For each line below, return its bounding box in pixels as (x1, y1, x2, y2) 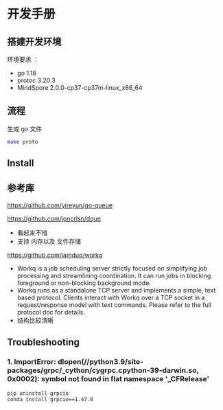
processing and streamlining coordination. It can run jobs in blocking (16, 271, 211, 280)
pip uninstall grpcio (7, 389, 69, 397)
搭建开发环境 (7, 36, 62, 47)
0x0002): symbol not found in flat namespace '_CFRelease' (7, 374, 210, 384)
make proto (7, 138, 38, 145)
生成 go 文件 (7, 124, 43, 133)
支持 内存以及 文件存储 (16, 237, 81, 245)
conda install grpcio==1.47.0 (7, 396, 94, 403)
